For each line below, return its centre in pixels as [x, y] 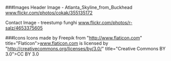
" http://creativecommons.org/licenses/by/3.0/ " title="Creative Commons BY [85, 49]
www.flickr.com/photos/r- [105, 23]
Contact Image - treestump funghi [41, 23]
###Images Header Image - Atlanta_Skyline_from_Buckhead [69, 7]
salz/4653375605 [24, 28]
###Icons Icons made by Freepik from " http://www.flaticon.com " [74, 38]
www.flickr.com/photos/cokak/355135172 [49, 13]
